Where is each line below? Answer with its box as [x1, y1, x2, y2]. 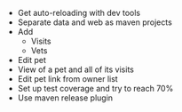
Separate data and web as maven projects [17, 17, 173, 28]
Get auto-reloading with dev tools [17, 8, 141, 18]
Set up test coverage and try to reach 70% [17, 84, 174, 93]
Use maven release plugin [17, 92, 114, 103]
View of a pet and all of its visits [17, 64, 135, 75]
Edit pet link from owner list [17, 74, 118, 84]
